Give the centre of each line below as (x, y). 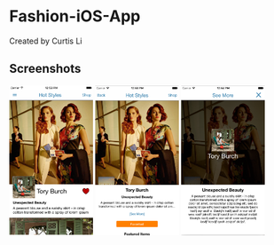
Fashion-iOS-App (75, 16)
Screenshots (45, 69)
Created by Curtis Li (46, 41)
